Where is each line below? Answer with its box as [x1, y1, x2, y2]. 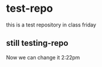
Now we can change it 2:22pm [6, 53, 80, 61]
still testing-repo [6, 38, 69, 48]
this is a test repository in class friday [6, 21, 97, 28]
